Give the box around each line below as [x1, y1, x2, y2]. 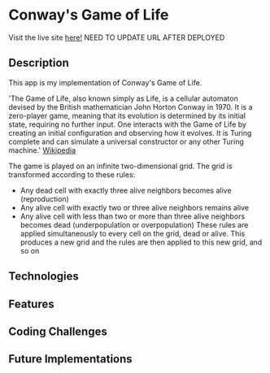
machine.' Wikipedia [8, 145, 76, 155]
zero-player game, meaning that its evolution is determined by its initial [8, 111, 246, 120]
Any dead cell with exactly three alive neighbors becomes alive [20, 185, 232, 195]
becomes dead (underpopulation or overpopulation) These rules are [20, 219, 249, 229]
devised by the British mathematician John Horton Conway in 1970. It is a [8, 102, 254, 111]
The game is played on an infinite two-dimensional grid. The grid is [8, 161, 233, 171]
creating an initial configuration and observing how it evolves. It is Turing [8, 128, 252, 137]
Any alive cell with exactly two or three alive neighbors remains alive [20, 202, 250, 212]
